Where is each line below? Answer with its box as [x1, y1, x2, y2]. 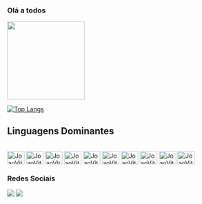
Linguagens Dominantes [7, 125, 114, 137]
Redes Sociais [7, 174, 56, 183]
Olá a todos [7, 6, 46, 15]
